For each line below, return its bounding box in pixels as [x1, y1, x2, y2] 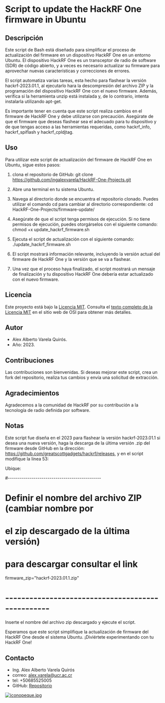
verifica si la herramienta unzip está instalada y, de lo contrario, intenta [5, 93, 149, 99]
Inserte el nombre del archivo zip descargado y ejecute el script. [5, 619, 136, 625]
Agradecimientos [5, 389, 60, 397]
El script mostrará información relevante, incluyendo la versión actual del [12, 251, 160, 257]
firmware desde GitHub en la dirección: [5, 445, 85, 451]
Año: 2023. [12, 342, 35, 348]
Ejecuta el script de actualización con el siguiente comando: [12, 236, 134, 242]
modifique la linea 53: [5, 455, 49, 461]
